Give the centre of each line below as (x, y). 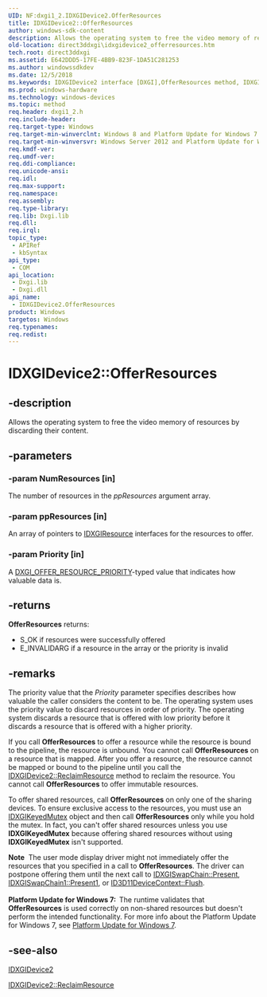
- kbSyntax (29, 253)
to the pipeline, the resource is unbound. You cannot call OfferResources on (133, 751)
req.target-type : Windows (51, 127)
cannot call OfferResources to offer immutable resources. (103, 784)
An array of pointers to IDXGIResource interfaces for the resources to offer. (131, 534)
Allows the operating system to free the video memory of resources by (124, 422)
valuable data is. (35, 580)
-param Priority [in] (46, 555)
